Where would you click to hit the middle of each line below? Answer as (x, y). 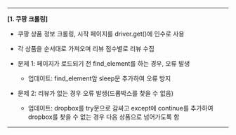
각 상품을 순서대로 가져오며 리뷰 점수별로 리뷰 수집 (86, 49)
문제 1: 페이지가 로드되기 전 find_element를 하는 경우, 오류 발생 (104, 63)
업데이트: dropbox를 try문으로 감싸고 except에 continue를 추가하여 (120, 108)
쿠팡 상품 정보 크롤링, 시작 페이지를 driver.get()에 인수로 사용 (101, 34)
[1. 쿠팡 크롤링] (27, 19)
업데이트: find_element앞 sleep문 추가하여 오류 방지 (99, 78)
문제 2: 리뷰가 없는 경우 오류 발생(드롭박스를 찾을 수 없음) (96, 93)
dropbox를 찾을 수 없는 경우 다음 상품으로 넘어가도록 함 (104, 117)
